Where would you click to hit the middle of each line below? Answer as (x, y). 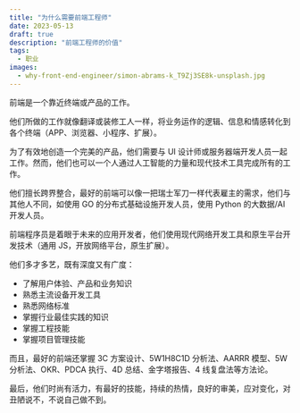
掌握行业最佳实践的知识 (65, 316)
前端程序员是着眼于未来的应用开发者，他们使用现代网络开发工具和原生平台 (146, 234)
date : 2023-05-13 (42, 26)
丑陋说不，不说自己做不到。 (60, 400)
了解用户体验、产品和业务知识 (77, 283)
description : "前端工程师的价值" (66, 42)
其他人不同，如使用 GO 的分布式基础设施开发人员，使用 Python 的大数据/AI (147, 204)
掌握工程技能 (46, 328)
